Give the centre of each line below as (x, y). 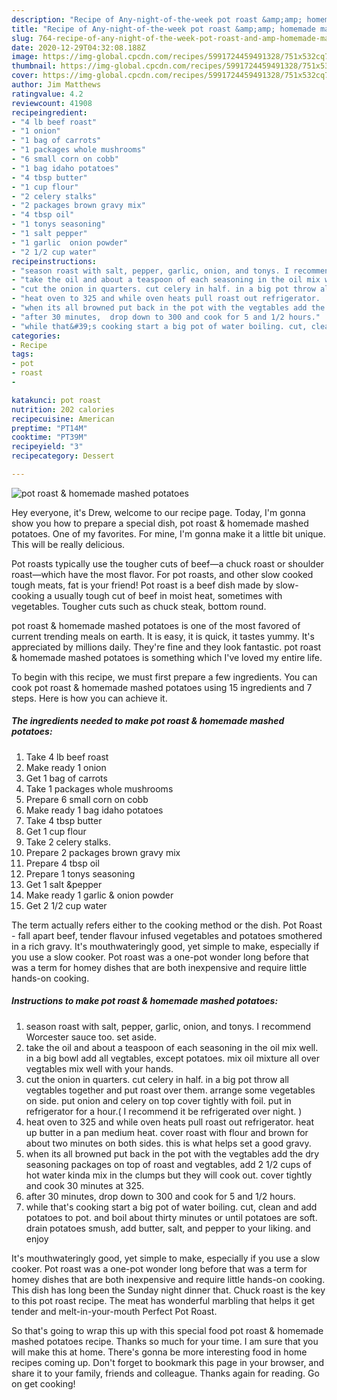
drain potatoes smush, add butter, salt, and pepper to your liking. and (168, 1228)
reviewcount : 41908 (52, 103)
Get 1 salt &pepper (64, 884)
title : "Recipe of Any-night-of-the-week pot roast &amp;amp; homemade (163, 29)
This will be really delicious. (68, 544)
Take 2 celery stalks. (68, 842)
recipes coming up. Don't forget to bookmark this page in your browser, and (168, 1362)
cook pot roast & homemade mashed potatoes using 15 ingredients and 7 (162, 687)
